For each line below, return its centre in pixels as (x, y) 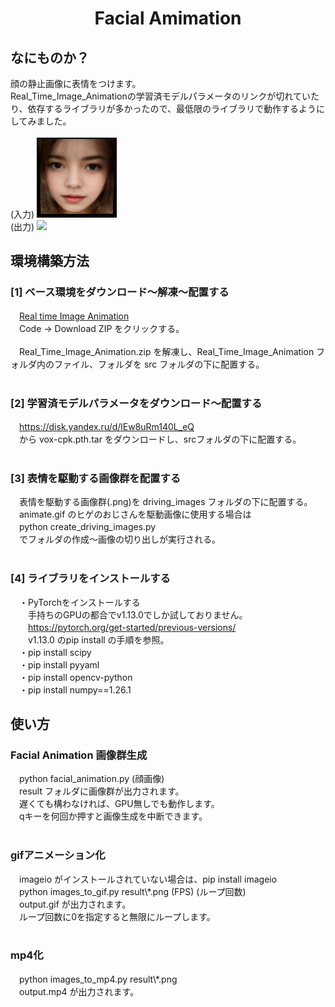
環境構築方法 (50, 261)
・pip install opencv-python (75, 677)
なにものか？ (50, 57)
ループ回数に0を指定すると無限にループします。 (117, 916)
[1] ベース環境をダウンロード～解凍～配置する (120, 292)
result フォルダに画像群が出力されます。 (101, 791)
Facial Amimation (168, 18)
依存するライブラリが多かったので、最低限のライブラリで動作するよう (172, 108)
